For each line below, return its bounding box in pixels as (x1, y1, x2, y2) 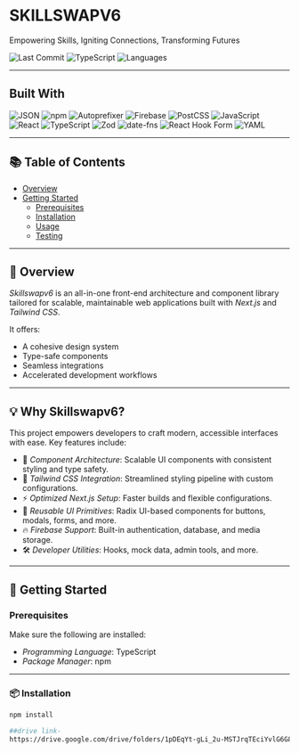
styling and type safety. (21, 464, 109, 475)
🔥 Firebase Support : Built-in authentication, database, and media (21, 525, 261, 536)
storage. (21, 535, 53, 545)
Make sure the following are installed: (9, 629, 147, 640)
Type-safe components (21, 351, 109, 362)
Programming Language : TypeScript (21, 646, 157, 657)
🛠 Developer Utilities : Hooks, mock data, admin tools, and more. (21, 544, 259, 555)
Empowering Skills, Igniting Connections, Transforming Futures (9, 35, 240, 45)
